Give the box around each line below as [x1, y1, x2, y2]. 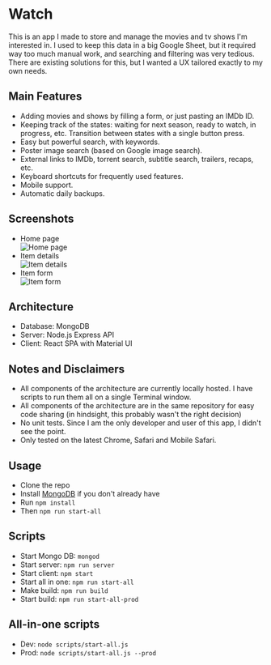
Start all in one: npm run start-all [19, 577, 134, 586]
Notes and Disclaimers [8, 362, 125, 376]
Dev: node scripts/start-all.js [19, 639, 129, 649]
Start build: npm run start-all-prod [19, 594, 139, 603]
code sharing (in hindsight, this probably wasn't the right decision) [19, 410, 242, 420]
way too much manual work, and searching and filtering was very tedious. [8, 49, 255, 58]
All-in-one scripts [8, 617, 100, 632]
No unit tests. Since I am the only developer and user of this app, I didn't [19, 418, 261, 428]
